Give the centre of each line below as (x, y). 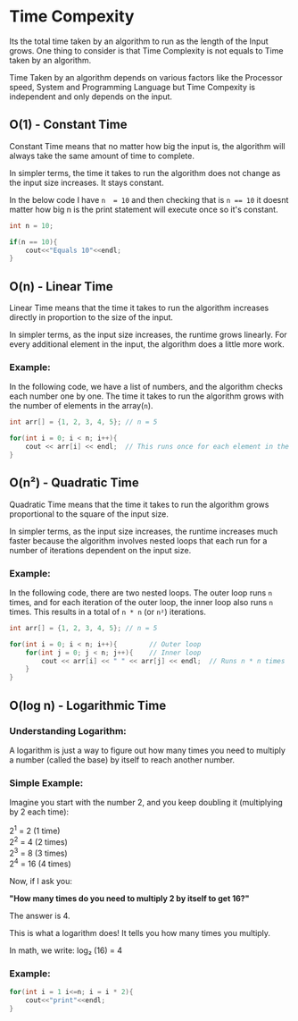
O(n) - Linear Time (61, 287)
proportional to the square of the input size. (89, 514)
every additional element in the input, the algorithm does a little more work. (147, 344)
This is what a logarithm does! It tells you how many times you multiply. (140, 932)
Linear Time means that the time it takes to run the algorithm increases (139, 308)
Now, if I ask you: (41, 881)
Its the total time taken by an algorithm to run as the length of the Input (139, 41)
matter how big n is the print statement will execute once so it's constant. (144, 209)
